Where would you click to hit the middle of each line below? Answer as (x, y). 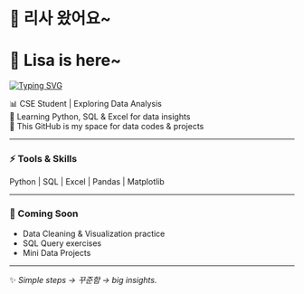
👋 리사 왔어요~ (60, 19)
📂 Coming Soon (44, 213)
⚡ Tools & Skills (43, 159)
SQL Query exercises (62, 243)
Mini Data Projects (57, 252)
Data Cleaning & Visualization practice (94, 233)
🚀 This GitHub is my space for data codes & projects (107, 127)
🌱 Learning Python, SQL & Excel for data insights (100, 117)
